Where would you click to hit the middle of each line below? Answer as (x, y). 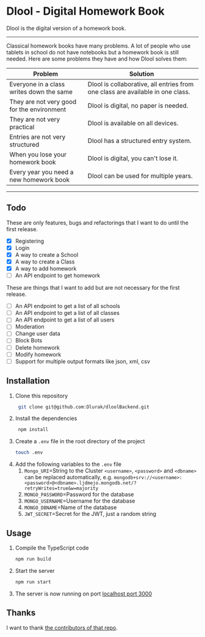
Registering (30, 241)
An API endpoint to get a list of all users (65, 320)
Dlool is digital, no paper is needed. (138, 105)
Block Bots (29, 341)
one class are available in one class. (139, 92)
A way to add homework (46, 268)
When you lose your (38, 154)
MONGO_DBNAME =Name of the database (70, 507)
